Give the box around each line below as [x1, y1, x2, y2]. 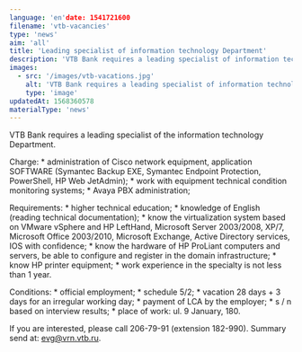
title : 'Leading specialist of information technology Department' [9, 47, 268, 56]
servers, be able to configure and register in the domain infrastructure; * [9, 251, 277, 261]
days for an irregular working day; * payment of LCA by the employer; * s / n [9, 296, 292, 307]
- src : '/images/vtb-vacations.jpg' [17, 72, 155, 81]
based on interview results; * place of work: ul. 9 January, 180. [9, 306, 241, 317]
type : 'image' [25, 88, 78, 97]
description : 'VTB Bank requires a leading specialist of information [9, 55, 280, 64]
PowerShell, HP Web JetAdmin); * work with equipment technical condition [9, 176, 288, 187]
